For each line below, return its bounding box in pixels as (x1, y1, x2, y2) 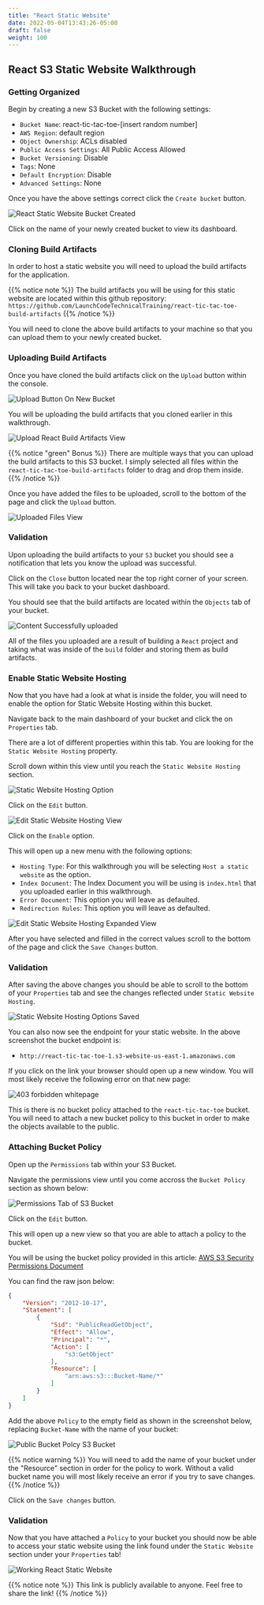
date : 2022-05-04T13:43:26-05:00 (8, 19, 118, 27)
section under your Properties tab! (8, 1550, 121, 1559)
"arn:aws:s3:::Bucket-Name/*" (64, 1372, 164, 1380)
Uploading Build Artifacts (8, 353, 107, 364)
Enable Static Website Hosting (8, 672, 127, 683)
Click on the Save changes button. (8, 1495, 117, 1505)
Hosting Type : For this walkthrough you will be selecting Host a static (19, 861, 249, 872)
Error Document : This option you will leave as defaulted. (19, 895, 200, 905)
